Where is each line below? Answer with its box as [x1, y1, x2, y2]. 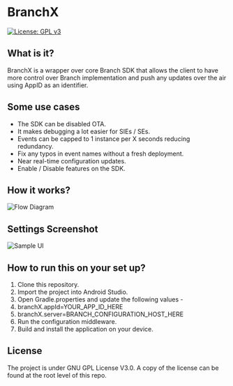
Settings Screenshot [7, 223, 98, 235]
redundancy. [17, 142, 54, 150]
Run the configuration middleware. [17, 318, 117, 325]
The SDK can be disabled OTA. [17, 119, 107, 128]
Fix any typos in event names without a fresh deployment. [17, 149, 184, 158]
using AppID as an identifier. [7, 81, 89, 89]
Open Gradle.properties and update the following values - [17, 295, 183, 304]
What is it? [7, 47, 54, 59]
